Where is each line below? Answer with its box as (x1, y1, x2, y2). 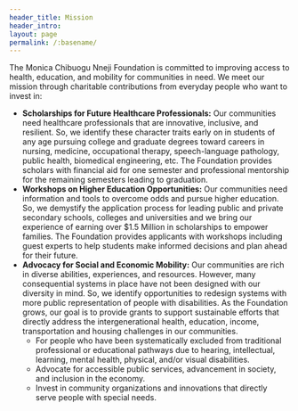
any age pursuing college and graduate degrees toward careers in (21, 136, 265, 147)
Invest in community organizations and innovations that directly (35, 382, 268, 393)
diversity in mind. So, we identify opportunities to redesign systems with (21, 288, 287, 299)
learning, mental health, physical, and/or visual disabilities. (35, 354, 251, 366)
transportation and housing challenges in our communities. (21, 326, 238, 337)
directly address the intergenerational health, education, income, (21, 316, 260, 327)
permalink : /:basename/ (9, 37, 98, 47)
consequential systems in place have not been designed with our (21, 278, 261, 290)
